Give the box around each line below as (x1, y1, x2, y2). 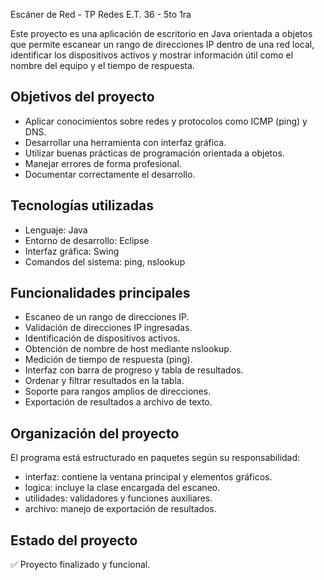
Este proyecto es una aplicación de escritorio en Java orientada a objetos (10, 28, 313, 39)
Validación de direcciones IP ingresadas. (24, 322, 193, 334)
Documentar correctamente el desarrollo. (24, 168, 196, 180)
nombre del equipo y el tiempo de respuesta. (10, 60, 195, 71)
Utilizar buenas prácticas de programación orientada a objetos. (24, 147, 285, 159)
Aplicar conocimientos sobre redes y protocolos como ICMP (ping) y (24, 115, 308, 127)
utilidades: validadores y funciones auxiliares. (24, 492, 213, 504)
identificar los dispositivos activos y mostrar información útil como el (10, 49, 294, 61)
